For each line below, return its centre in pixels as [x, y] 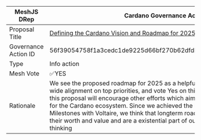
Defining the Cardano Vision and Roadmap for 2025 [122, 33]
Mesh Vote [25, 73]
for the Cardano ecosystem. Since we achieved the [121, 106]
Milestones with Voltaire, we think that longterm [116, 113]
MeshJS [27, 12]
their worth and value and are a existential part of [118, 121]
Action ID [22, 54]
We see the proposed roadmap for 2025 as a [113, 83]
